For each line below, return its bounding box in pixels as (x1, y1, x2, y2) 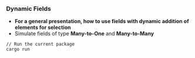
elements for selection (14, 24, 71, 31)
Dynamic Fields (6, 5, 51, 13)
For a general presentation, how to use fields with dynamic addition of (14, 18, 189, 25)
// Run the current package (6, 41, 75, 48)
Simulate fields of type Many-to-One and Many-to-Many (14, 30, 154, 37)
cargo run (6, 46, 31, 52)
